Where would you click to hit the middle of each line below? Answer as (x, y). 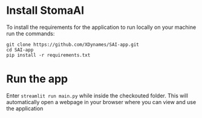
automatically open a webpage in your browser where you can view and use (101, 102)
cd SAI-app (20, 50)
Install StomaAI (45, 11)
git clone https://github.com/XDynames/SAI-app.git (73, 45)
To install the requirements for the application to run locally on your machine (101, 27)
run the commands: (31, 33)
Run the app (37, 79)
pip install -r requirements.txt (48, 55)
